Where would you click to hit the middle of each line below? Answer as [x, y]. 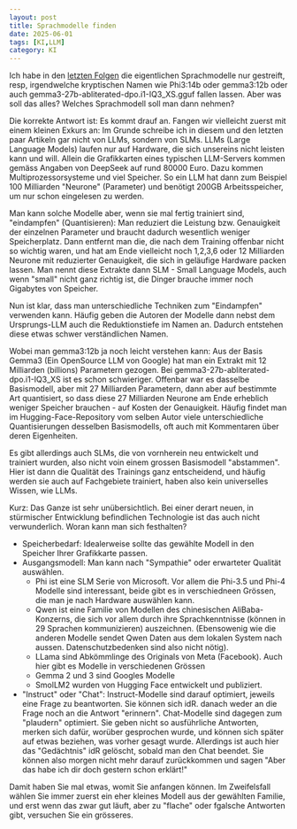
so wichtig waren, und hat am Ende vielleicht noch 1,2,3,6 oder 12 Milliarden [147, 251]
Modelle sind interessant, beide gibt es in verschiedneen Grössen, [156, 591]
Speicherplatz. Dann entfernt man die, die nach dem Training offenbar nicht [147, 242]
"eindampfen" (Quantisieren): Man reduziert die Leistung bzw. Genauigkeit [145, 223]
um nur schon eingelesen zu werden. [76, 197]
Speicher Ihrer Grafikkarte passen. [85, 554]
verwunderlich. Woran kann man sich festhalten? [98, 527]
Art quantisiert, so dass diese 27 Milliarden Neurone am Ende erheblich [139, 399]
